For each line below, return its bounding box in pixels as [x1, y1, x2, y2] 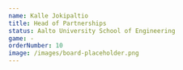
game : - [8, 34, 35, 43]
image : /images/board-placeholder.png [8, 49, 139, 57]
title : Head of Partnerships [8, 19, 107, 27]
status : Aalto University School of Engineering [8, 27, 176, 35]
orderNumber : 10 [8, 42, 63, 50]
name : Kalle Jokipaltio [8, 11, 89, 20]
